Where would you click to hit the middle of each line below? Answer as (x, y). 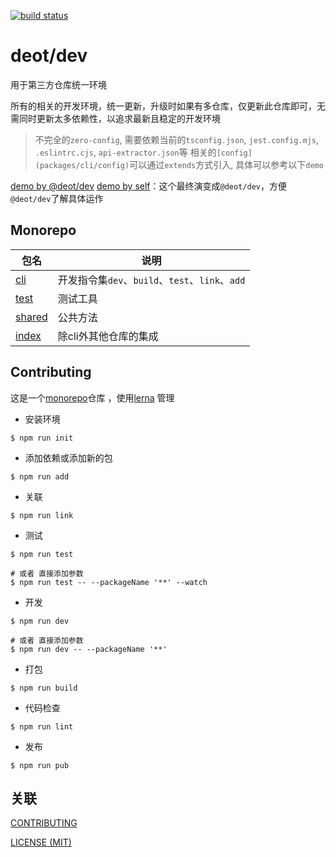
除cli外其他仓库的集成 (108, 336)
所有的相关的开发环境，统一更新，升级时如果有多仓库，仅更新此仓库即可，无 (168, 106)
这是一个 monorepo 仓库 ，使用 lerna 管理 (92, 397)
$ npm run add (40, 476)
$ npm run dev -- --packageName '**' (89, 649)
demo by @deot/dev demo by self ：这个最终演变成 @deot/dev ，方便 (148, 186)
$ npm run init (42, 438)
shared (31, 317)
